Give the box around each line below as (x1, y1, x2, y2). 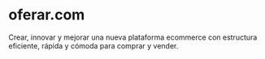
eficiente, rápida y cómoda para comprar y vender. (8, 40, 179, 50)
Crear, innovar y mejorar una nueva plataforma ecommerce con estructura (8, 32, 258, 42)
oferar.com (8, 6, 85, 24)
